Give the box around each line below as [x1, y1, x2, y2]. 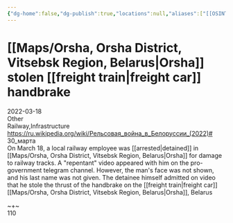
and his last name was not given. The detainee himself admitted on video [7, 173, 216, 181]
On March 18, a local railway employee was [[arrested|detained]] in [7, 143, 199, 152]
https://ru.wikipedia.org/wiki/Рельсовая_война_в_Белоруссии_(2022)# [7, 129, 213, 137]
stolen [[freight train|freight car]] [7, 69, 202, 85]
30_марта [7, 136, 36, 145]
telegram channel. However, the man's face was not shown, [43, 166, 214, 174]
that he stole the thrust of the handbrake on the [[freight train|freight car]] [7, 181, 218, 189]
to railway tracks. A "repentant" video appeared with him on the [7, 159, 189, 167]
